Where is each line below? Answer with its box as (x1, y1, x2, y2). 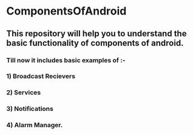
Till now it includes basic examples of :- (6, 56, 126, 64)
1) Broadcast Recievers (6, 72, 76, 81)
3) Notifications (6, 105, 53, 113)
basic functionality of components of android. (6, 38, 184, 48)
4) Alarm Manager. (6, 121, 63, 130)
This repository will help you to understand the (6, 28, 187, 39)
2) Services (6, 88, 41, 97)
